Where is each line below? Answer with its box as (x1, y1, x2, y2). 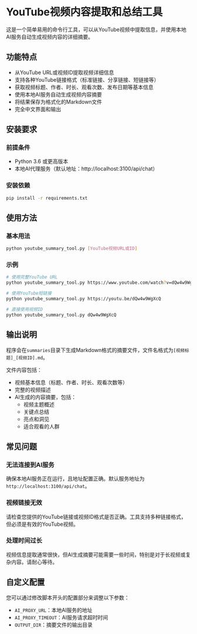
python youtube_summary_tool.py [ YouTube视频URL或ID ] (6, 246, 138, 251)
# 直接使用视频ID (6, 306, 43, 312)
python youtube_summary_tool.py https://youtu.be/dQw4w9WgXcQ (6, 296, 161, 302)
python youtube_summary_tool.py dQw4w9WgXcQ (6, 312, 117, 318)
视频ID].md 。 (18, 354, 49, 361)
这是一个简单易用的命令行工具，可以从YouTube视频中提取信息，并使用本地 (6, 26, 186, 33)
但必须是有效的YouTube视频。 (6, 521, 79, 528)
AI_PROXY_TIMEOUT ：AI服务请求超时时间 (14, 613, 108, 620)
